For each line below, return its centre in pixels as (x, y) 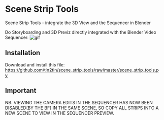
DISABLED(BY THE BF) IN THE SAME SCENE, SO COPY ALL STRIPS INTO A (82, 108)
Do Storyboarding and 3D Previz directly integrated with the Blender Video (81, 32)
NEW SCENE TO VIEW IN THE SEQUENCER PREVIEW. (60, 113)
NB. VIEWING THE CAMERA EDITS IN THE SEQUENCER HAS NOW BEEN (79, 102)
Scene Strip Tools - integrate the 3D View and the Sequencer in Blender (78, 23)
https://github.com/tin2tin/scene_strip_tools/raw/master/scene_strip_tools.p (82, 70)
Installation (23, 53)
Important (21, 91)
